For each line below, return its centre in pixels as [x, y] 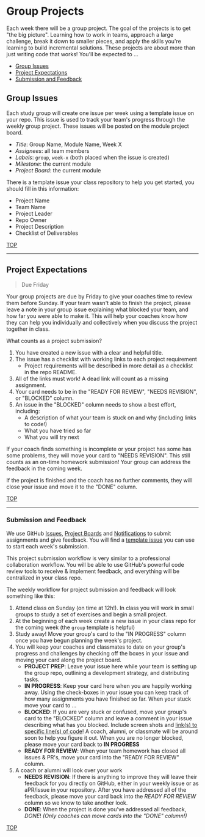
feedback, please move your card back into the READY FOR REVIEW [110, 796]
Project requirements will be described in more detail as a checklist [109, 366]
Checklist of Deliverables [46, 233]
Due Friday [35, 284]
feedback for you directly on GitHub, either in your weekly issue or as [112, 783]
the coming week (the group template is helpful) [75, 627]
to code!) [36, 424]
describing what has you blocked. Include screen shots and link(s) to [111, 725]
